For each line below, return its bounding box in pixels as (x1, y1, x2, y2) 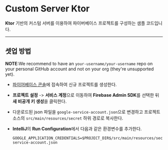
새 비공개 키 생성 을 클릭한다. (12, 98, 67, 104)
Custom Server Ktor (5, 3, 90, 14)
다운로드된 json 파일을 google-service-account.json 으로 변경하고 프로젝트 (12, 109, 161, 115)
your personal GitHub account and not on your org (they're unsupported (5, 66, 154, 72)
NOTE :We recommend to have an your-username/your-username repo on (5, 60, 153, 66)
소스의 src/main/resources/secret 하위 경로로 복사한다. (12, 115, 123, 121)
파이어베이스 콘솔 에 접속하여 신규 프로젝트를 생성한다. (12, 81, 117, 87)
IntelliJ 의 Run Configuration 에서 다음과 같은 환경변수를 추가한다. (12, 126, 142, 132)
